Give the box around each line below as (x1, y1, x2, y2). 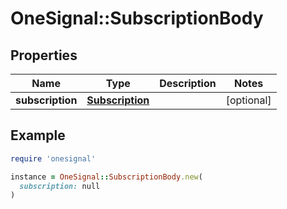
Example (10, 127, 66, 144)
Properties (10, 47, 78, 64)
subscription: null (19, 181, 101, 191)
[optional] (225, 93, 272, 107)
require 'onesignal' (10, 153, 97, 164)
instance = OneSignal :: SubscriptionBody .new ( (10, 172, 203, 182)
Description (159, 77, 217, 90)
